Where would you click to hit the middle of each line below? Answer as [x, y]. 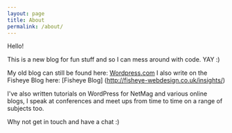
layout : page [26, 14]
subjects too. [26, 109]
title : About [26, 20]
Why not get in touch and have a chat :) [63, 122]
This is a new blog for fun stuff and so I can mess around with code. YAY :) [114, 60]
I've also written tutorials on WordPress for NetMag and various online [107, 94]
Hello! [16, 46]
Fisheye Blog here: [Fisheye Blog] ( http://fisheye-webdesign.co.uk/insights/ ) [116, 80]
